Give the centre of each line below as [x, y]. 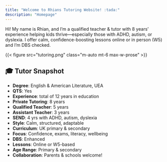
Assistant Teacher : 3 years [41, 112]
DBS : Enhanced [29, 139]
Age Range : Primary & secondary [47, 150]
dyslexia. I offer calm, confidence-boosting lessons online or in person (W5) [84, 39]
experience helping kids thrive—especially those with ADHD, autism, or [79, 34]
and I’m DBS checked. [28, 45]
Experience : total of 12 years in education [56, 97]
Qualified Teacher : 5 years [40, 107]
